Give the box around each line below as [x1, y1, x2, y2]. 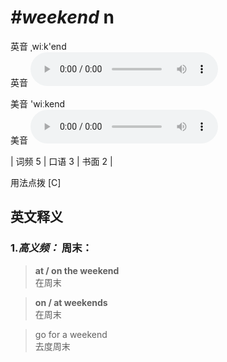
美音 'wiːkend [10, 97, 66, 110]
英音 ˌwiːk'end [10, 40, 67, 52]
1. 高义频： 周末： [10, 241, 93, 255]
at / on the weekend [34, 264, 120, 276]
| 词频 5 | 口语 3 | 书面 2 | [10, 155, 113, 167]
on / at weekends [34, 296, 108, 308]
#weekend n [10, 6, 115, 29]
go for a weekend [34, 328, 108, 340]
